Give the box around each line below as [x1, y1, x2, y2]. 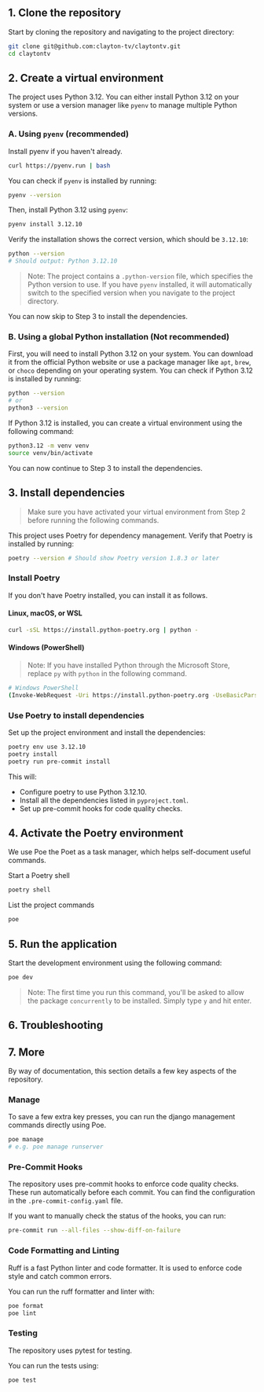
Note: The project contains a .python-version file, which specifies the [27, 271, 254, 281]
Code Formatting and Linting [8, 1245, 119, 1256]
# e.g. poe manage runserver [8, 1143, 104, 1151]
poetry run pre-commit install [8, 758, 111, 766]
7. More [8, 1045, 45, 1059]
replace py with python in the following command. [27, 668, 187, 678]
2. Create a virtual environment [8, 71, 163, 85]
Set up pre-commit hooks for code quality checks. [19, 803, 183, 813]
